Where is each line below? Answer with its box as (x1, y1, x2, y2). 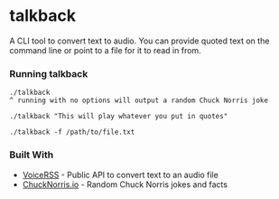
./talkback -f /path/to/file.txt (9, 128, 135, 137)
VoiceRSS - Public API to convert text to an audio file (22, 169, 219, 180)
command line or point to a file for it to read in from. (9, 44, 201, 55)
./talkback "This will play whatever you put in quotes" (9, 112, 228, 121)
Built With (9, 148, 54, 161)
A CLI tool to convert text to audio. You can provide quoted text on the (9, 35, 270, 46)
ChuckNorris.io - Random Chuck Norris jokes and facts (22, 178, 228, 190)
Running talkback (9, 67, 88, 80)
